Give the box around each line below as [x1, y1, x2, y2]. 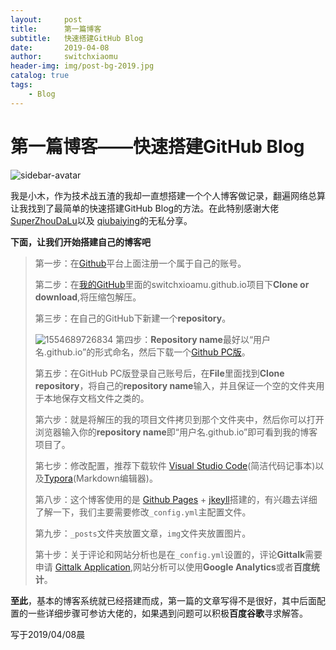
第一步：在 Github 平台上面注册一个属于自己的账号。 [34, 257, 247, 269]
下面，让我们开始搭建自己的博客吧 [10, 236, 151, 248]
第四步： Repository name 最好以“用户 [115, 333, 272, 345]
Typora [43, 472, 73, 484]
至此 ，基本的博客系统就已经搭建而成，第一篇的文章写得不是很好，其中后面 [10, 594, 317, 606]
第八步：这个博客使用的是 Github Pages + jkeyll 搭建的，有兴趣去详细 [34, 493, 318, 505]
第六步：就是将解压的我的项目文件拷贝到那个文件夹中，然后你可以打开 [34, 413, 325, 425]
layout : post [10, 14, 83, 25]
